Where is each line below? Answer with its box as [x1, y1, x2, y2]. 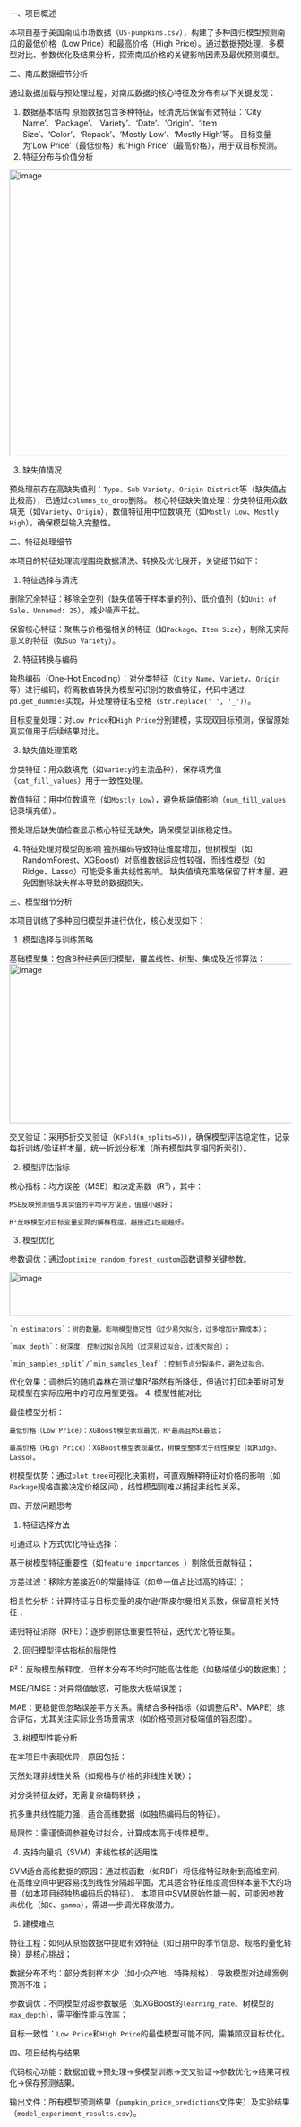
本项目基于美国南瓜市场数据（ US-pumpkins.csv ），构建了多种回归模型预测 [9, 27, 278, 38]
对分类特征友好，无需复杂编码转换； [9, 1790, 143, 1800]
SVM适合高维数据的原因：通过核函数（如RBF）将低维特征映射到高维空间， [9, 1866, 285, 1876]
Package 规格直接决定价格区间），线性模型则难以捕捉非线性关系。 [9, 1481, 246, 1491]
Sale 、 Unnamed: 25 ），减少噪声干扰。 [9, 604, 145, 615]
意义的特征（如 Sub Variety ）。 [9, 635, 121, 646]
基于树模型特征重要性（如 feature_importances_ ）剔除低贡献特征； [9, 1558, 255, 1567]
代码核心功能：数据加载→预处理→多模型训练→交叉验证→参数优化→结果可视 [9, 2066, 290, 2077]
